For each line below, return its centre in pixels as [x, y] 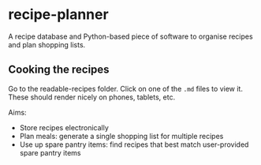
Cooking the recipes [59, 70]
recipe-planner [58, 15]
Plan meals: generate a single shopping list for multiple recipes [121, 136]
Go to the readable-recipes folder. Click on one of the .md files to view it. [125, 88]
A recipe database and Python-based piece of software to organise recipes [131, 36]
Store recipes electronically [64, 127]
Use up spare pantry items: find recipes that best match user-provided [134, 144]
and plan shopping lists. [47, 44]
